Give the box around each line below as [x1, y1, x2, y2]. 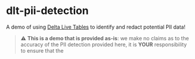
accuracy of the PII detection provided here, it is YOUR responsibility [20, 41, 187, 48]
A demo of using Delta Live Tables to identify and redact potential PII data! [6, 23, 186, 30]
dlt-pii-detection [6, 4, 89, 18]
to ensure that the [20, 47, 64, 54]
